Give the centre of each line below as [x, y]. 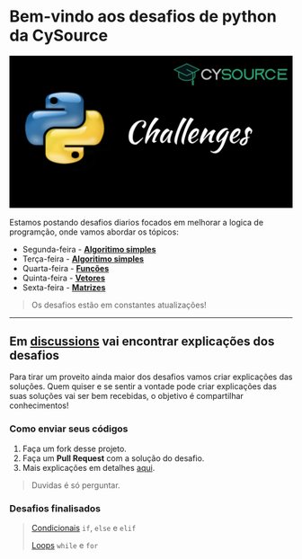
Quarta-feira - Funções [66, 268]
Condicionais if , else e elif [84, 528]
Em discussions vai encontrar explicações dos [142, 342]
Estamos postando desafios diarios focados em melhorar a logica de [136, 222]
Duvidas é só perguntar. [75, 485]
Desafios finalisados [55, 508]
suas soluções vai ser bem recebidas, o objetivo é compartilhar [127, 396]
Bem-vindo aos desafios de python [143, 17]
